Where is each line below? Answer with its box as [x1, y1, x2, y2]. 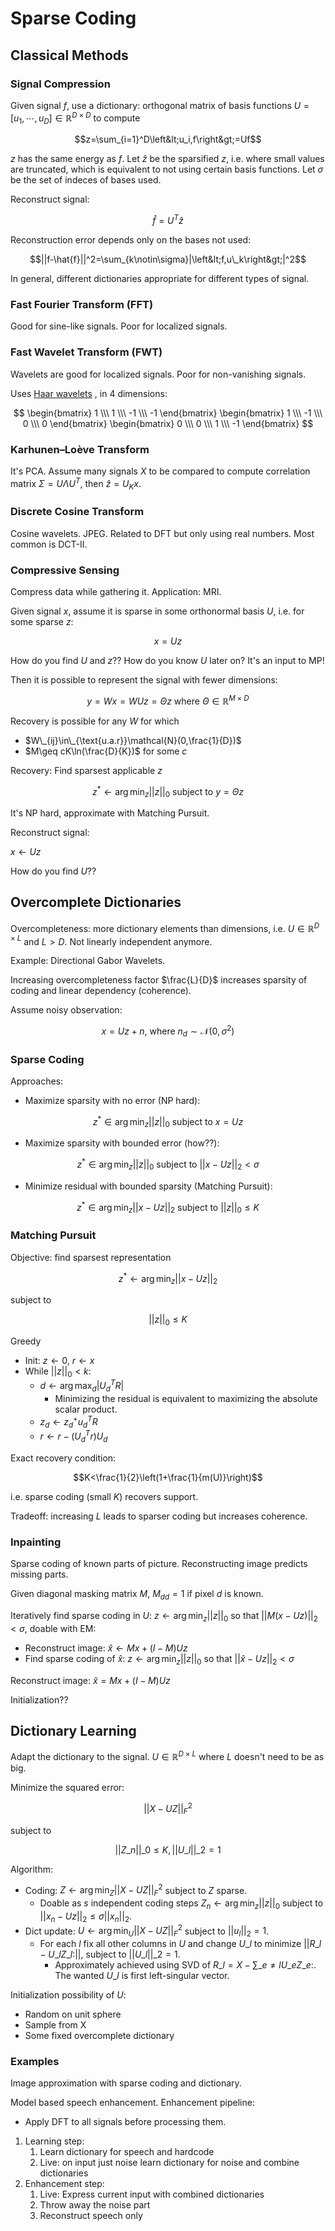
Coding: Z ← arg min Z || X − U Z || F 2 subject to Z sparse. [24, 1882, 248, 1899]
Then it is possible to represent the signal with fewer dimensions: [10, 673, 278, 686]
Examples [10, 2055, 60, 2068]
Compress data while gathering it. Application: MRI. [10, 585, 222, 597]
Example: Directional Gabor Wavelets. [10, 955, 166, 967]
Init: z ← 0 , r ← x [24, 1354, 95, 1366]
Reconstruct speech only [39, 2210, 143, 2222]
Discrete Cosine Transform [10, 505, 145, 519]
